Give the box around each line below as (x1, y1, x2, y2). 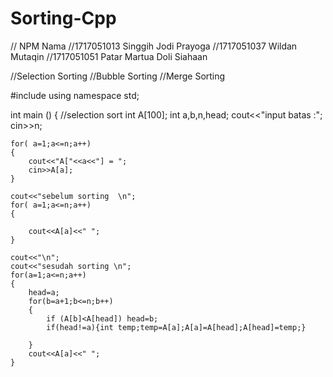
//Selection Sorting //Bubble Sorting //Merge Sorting (10, 70, 226, 82)
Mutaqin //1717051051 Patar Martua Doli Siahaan (10, 50, 208, 62)
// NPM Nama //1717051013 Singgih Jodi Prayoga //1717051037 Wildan (10, 40, 298, 52)
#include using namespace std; (10, 89, 140, 101)
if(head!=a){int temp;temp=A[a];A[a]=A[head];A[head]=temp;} (46, 322, 307, 332)
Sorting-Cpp (10, 7, 117, 30)
